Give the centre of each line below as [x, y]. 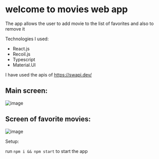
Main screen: [26, 91]
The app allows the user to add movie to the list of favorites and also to [80, 23]
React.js [21, 48]
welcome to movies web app [67, 9]
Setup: [12, 141]
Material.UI [24, 65]
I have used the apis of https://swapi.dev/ [49, 74]
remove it [15, 29]
